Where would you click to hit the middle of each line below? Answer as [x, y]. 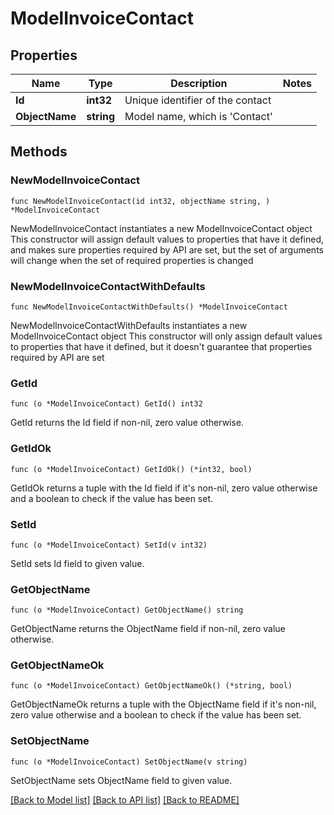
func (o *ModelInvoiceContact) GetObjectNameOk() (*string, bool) [151, 686]
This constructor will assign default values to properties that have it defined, [167, 239]
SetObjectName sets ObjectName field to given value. [121, 780]
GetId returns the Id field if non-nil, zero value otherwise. [127, 423]
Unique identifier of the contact [198, 100]
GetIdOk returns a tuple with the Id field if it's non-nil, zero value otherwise [164, 488]
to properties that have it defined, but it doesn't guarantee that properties [161, 346]
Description [199, 83]
